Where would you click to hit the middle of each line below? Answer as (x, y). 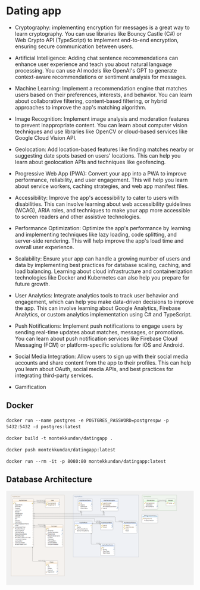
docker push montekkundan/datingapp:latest (61, 450)
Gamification (30, 387)
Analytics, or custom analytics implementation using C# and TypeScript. (103, 314)
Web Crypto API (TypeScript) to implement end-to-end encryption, (97, 40)
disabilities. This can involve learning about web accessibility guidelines (103, 204)
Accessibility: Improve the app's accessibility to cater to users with (97, 197)
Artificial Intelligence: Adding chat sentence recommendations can (96, 58)
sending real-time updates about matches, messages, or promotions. (99, 332)
